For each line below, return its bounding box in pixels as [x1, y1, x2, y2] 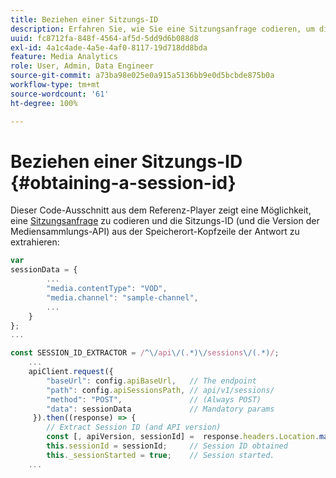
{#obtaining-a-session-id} [10, 171, 237, 194]
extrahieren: [10, 236, 60, 248]
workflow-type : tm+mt [10, 80, 101, 90]
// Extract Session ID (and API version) [46, 422, 222, 433]
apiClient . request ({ [28, 367, 114, 377]
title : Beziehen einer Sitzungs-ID [10, 14, 159, 25]
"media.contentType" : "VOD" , [46, 284, 168, 294]
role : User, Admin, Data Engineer [10, 61, 155, 71]
